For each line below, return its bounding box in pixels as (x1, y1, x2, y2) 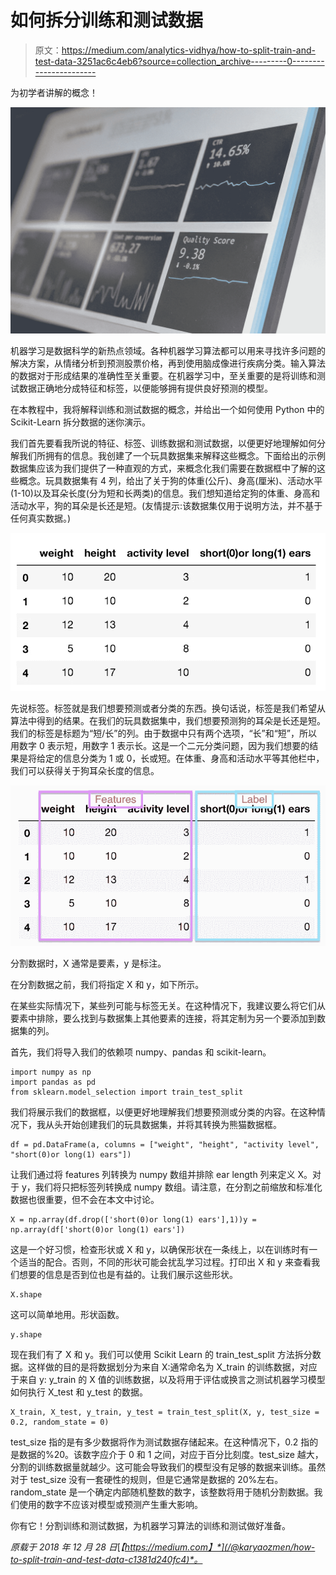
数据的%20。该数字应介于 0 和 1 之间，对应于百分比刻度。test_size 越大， (18, 1449, 324, 1461)
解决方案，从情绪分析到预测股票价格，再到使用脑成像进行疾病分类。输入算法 (10, 357, 326, 370)
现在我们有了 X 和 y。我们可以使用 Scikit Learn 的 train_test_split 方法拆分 (10, 1349, 313, 1361)
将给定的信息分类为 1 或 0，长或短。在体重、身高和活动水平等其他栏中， (27, 752, 325, 764)
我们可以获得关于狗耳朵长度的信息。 (10, 764, 160, 776)
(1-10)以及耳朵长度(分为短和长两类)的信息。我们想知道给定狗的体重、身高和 (10, 487, 321, 500)
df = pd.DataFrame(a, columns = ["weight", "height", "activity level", (10, 1140, 320, 1150)
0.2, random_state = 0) (10, 1417, 110, 1428)
